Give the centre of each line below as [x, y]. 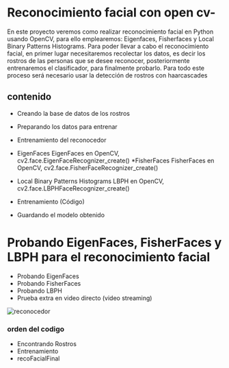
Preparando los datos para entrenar [67, 126]
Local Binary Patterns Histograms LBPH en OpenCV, [90, 181]
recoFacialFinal [38, 358]
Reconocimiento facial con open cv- [111, 13]
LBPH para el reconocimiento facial [109, 257]
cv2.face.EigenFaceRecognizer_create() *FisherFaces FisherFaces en [116, 160]
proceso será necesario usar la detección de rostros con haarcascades [107, 75]
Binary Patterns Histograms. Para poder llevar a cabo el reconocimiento [108, 46]
